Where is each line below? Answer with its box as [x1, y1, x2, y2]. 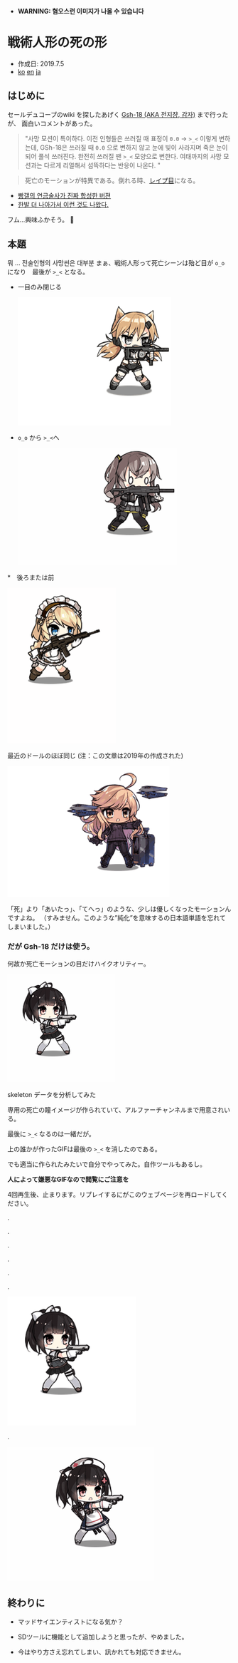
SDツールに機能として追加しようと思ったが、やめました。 [17, 1632, 188, 1641]
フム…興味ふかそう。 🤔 [7, 215, 75, 224]
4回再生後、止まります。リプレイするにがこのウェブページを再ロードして [7, 1190, 222, 1198]
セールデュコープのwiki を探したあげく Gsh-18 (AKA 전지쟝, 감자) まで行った [7, 110, 229, 118]
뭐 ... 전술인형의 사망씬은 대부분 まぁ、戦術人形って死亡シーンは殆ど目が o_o [7, 258, 225, 267]
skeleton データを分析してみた [7, 1090, 97, 1098]
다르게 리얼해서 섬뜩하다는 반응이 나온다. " [43, 160, 161, 170]
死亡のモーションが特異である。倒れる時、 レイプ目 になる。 [24, 176, 200, 185]
